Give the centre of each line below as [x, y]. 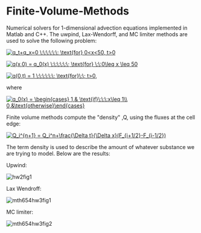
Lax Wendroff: [24, 188]
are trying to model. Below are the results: [58, 153]
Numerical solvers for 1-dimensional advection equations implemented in [97, 28]
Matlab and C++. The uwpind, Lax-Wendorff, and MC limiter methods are [97, 34]
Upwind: [17, 165]
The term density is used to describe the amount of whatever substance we [101, 147]
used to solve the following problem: [52, 40]
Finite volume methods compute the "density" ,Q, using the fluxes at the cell [101, 117]
